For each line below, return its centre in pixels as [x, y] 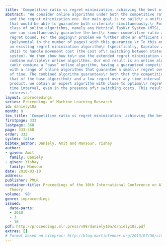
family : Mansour [26, 167]
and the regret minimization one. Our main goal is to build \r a [79, 19]
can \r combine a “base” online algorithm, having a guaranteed [76, 65]
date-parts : [22, 208]
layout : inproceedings [29, 97]
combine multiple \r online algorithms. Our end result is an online [82, 61]
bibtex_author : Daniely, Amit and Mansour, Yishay [59, 144]
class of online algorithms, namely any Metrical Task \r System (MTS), [85, 28]
